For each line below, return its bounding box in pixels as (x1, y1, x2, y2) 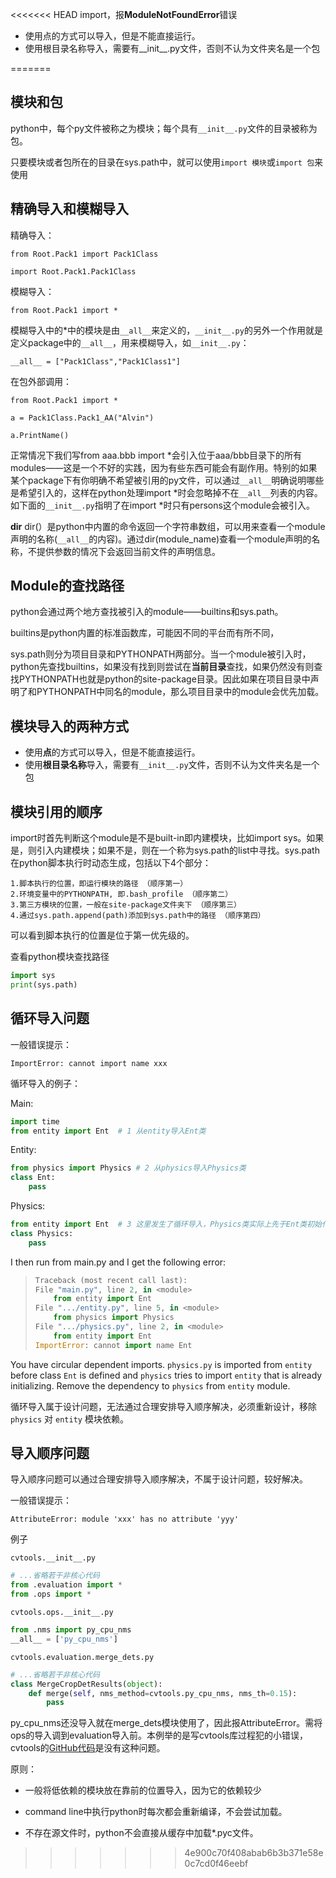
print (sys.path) (10, 979, 78, 990)
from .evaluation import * (10, 1580, 123, 1590)
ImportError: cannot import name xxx (10, 1058, 168, 1068)
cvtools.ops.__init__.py (10, 1608, 114, 1618)
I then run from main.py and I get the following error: (10, 1256, 227, 1268)
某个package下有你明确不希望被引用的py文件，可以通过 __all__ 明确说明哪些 (10, 474, 325, 486)
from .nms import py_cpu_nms (10, 1625, 132, 1635)
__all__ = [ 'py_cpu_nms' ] (10, 1634, 118, 1644)
